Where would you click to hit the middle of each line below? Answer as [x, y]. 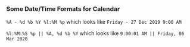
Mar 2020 [17, 39]
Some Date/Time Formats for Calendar [63, 9]
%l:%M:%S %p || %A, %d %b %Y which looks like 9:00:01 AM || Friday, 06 [95, 33]
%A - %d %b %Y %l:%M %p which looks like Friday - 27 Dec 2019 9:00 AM [94, 22]
